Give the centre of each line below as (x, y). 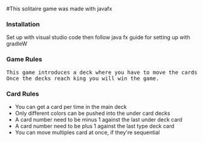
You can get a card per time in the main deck (71, 106)
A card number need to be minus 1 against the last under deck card (98, 119)
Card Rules (23, 94)
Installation (23, 24)
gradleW (17, 44)
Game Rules (24, 60)
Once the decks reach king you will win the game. (83, 78)
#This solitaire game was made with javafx (59, 9)
